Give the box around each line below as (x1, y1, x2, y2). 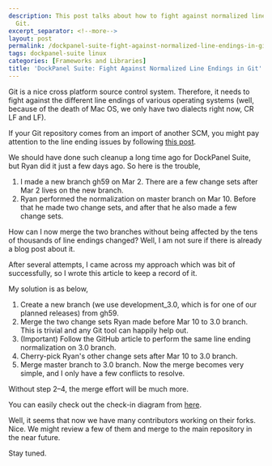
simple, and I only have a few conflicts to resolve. (19, 368, 185, 378)
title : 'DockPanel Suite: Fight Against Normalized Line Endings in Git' (8, 65, 263, 73)
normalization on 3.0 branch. (19, 342, 117, 352)
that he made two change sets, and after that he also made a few (19, 202, 237, 212)
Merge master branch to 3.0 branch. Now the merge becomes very (19, 359, 244, 369)
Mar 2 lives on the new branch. (19, 185, 124, 195)
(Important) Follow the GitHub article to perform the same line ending (19, 333, 251, 344)
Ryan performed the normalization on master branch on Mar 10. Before (19, 193, 257, 203)
